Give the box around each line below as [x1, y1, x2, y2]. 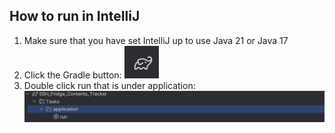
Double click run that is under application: [23, 79, 196, 91]
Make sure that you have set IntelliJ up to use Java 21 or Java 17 [23, 34, 289, 46]
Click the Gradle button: [23, 69, 122, 81]
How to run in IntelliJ [9, 8, 141, 25]
